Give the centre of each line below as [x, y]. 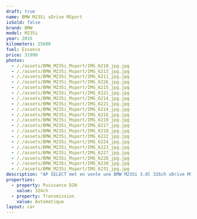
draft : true [21, 11]
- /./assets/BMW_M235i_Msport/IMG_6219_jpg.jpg [71, 120]
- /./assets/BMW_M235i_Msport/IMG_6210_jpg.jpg [71, 66]
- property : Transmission [43, 196]
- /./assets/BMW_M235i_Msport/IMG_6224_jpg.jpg [71, 142]
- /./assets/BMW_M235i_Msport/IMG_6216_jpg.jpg [71, 114]
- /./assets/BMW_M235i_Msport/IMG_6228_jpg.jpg [71, 158]
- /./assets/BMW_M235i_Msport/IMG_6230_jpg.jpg [71, 164]
